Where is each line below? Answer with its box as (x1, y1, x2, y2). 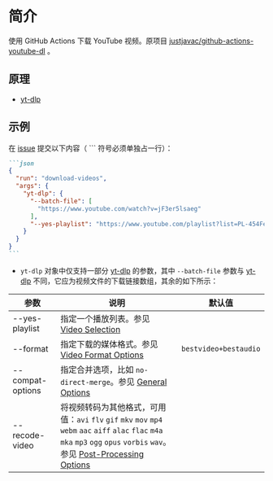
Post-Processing (78, 448, 145, 460)
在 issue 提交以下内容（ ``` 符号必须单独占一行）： (8, 143, 173, 153)
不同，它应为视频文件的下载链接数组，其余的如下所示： (32, 276, 219, 286)
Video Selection (60, 323, 121, 335)
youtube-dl (8, 46, 46, 55)
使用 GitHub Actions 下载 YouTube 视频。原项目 (8, 36, 168, 46)
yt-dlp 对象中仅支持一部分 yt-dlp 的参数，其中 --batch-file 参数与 (19, 265, 245, 275)
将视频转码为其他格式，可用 (60, 401, 167, 413)
